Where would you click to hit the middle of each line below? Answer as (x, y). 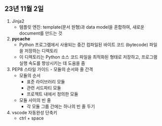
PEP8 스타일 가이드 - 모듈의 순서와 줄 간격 (52, 69)
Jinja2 (18, 21)
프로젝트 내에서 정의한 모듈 (52, 94)
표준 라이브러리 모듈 (46, 82)
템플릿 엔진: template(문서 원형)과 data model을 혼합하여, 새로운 (82, 27)
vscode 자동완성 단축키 (35, 112)
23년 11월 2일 (24, 9)
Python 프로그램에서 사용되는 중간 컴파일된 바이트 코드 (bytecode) (84, 44)
